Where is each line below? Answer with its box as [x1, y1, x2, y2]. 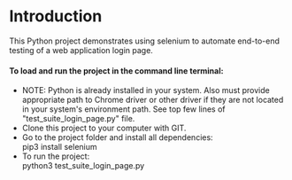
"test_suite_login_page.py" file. [21, 113, 135, 124]
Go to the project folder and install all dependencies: [21, 132, 214, 143]
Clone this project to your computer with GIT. [21, 122, 187, 134]
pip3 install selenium [21, 142, 97, 153]
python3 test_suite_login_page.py [21, 160, 145, 171]
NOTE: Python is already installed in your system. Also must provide [21, 85, 270, 96]
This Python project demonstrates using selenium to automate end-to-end [9, 35, 280, 46]
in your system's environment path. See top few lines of [21, 104, 226, 114]
